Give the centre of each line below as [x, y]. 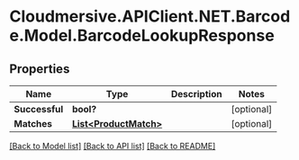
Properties [40, 69]
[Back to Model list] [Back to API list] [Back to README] [113, 146]
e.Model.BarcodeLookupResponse [142, 36]
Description [196, 94]
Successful [39, 109]
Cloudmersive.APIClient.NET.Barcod [150, 17]
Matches [33, 124]
